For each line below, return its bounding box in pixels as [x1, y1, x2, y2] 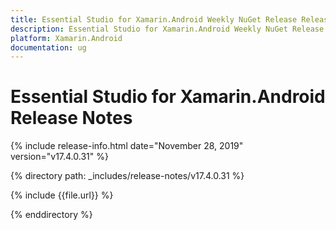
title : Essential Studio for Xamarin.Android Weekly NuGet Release [10, 14, 298, 25]
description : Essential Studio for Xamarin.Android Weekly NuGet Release [10, 24, 325, 34]
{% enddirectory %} [10, 209, 93, 221]
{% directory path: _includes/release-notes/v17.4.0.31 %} [10, 170, 245, 182]
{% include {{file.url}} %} [10, 189, 114, 201]
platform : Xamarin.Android [10, 33, 123, 43]
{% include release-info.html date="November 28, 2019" [10, 140, 244, 152]
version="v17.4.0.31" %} [10, 151, 109, 163]
